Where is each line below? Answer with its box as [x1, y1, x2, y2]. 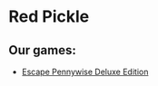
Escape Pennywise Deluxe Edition [21, 66, 149, 77]
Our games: [8, 43, 76, 58]
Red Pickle [8, 6, 90, 27]
